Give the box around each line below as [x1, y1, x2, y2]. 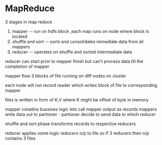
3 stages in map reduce [5, 19, 52, 25]
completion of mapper [5, 64, 49, 69]
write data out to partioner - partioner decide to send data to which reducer [5, 111, 156, 117]
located [12, 33, 28, 39]
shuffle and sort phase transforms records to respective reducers [5, 121, 136, 127]
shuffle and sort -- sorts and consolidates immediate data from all [12, 38, 144, 44]
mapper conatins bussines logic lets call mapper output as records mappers [5, 106, 157, 112]
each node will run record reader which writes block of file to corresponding [5, 82, 158, 88]
